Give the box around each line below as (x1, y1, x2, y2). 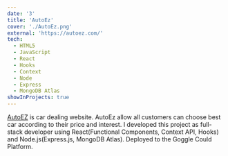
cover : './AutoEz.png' (7, 23, 73, 30)
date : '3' (7, 10, 36, 17)
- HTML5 (13, 42, 36, 49)
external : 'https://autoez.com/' (7, 29, 104, 37)
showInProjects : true (7, 94, 70, 101)
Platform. (7, 143, 33, 150)
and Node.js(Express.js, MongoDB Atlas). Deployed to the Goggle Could (7, 135, 212, 143)
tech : (7, 36, 23, 43)
